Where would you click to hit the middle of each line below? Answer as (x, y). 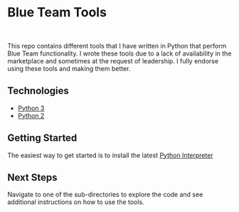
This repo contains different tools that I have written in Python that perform (117, 46)
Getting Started (42, 138)
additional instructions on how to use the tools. (76, 202)
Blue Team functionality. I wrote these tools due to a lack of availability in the (119, 53)
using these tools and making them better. (69, 68)
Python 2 (31, 115)
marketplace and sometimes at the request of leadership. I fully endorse (113, 60)
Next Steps (32, 177)
